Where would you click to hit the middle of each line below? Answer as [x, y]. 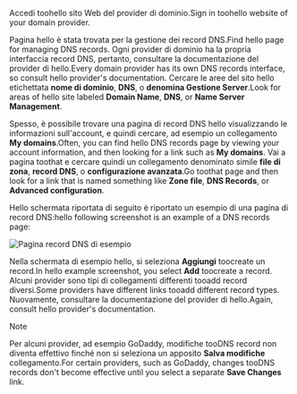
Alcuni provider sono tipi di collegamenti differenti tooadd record [128, 280]
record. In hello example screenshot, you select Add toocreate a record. [141, 271]
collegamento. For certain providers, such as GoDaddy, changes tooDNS [142, 363]
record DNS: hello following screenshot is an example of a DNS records [140, 217]
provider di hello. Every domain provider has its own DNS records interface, [147, 68]
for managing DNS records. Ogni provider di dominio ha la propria [131, 49]
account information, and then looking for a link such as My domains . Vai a [148, 152]
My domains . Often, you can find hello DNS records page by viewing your [144, 143]
